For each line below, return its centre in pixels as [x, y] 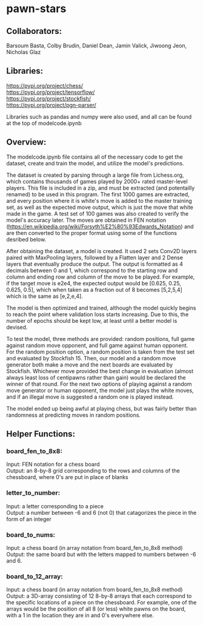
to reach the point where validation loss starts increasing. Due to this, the [98, 314]
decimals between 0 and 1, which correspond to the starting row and [92, 270]
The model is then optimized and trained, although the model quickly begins [101, 308]
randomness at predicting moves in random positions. [74, 415]
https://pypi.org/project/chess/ [45, 85]
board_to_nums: [31, 535]
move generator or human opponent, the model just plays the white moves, [100, 390]
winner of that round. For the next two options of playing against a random [99, 384]
